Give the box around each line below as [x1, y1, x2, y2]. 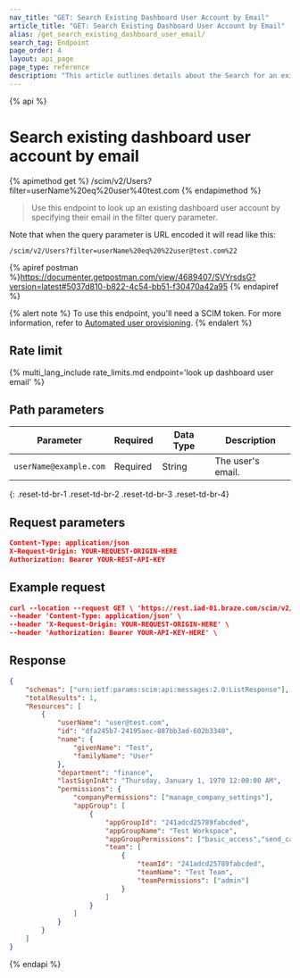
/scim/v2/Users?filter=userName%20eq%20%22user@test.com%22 [9, 247, 238, 255]
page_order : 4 [9, 46, 62, 55]
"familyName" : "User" [72, 751, 154, 760]
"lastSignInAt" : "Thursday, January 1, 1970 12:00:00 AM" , [56, 776, 281, 786]
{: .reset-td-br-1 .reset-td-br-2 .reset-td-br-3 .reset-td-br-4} [9, 489, 229, 500]
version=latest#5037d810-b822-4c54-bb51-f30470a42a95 [9, 280, 229, 291]
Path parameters [9, 402, 104, 417]
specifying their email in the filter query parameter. [30, 212, 219, 222]
